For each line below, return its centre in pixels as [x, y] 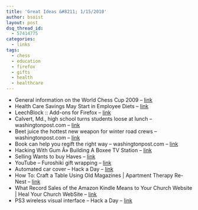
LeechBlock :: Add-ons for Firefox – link [63, 112]
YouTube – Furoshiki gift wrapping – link [63, 163]
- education [26, 61]
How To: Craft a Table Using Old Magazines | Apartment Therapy [94, 175]
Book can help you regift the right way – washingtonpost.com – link [96, 144]
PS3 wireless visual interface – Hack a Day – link [74, 201]
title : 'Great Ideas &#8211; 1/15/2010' [57, 12]
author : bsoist [25, 17]
